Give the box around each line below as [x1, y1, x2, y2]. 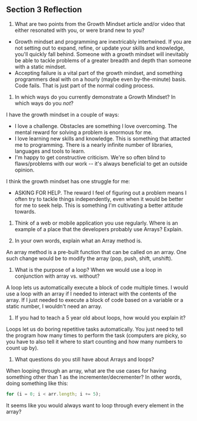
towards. [14, 208, 36, 215]
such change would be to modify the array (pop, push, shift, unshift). [6, 255, 173, 262]
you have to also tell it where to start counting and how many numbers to [6, 338, 183, 345]
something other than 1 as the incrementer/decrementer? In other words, [6, 373, 182, 380]
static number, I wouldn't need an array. [6, 302, 102, 310]
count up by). [6, 344, 39, 351]
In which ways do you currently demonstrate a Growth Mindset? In [14, 93, 176, 100]
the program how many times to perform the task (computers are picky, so [6, 331, 187, 338]
